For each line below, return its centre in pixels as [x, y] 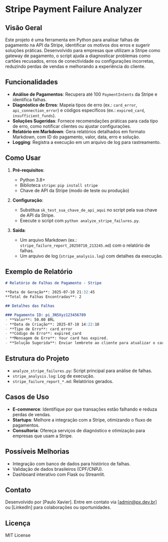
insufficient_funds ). [34, 115]
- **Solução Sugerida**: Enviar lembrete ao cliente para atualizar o [80, 343]
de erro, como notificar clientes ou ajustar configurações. [72, 126]
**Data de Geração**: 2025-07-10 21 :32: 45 [50, 292]
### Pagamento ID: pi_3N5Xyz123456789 [45, 315]
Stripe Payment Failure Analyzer [74, 9]
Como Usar [23, 158]
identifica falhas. [29, 99]
